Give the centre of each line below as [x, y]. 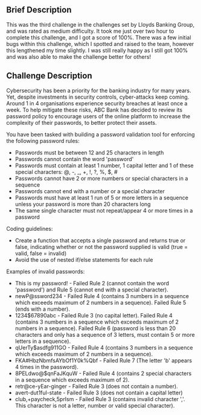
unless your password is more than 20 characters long [83, 204]
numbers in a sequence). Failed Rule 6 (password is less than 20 [95, 328]
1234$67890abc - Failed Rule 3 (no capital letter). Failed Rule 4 [94, 315]
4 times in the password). [46, 367]
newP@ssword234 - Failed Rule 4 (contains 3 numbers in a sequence [102, 296]
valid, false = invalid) [41, 253]
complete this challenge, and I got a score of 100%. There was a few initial [99, 37]
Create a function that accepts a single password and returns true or [100, 240]
